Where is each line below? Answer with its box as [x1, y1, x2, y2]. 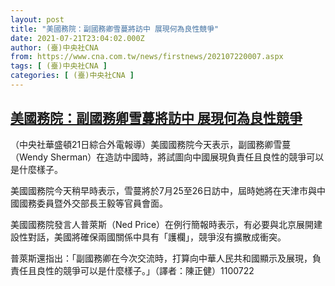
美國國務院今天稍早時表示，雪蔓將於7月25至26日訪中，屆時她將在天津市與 [10, 184, 317, 196]
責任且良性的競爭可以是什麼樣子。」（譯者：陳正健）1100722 [10, 264, 255, 276]
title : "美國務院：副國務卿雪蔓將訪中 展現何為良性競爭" [10, 24, 220, 34]
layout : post [10, 14, 65, 25]
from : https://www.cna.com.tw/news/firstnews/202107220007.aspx [10, 52, 284, 62]
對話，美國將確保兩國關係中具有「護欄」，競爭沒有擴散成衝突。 [27, 231, 287, 243]
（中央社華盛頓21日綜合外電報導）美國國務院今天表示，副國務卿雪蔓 [10, 138, 292, 150]
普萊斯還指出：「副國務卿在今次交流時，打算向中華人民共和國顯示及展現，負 [10, 252, 322, 264]
